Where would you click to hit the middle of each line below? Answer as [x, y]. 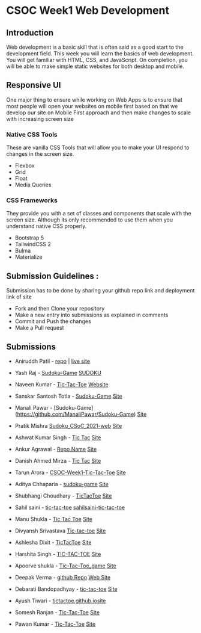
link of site [19, 297]
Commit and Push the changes [53, 321]
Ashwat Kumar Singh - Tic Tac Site [58, 437]
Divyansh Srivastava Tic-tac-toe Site [60, 531]
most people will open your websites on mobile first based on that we [92, 106]
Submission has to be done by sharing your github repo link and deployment [100, 291]
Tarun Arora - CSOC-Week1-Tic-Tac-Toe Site [70, 472]
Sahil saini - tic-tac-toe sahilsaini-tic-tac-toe [70, 508]
